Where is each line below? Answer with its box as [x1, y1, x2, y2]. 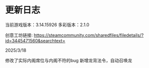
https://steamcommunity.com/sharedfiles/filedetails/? [33, 32, 144, 38]
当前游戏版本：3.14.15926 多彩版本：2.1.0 [5, 22, 90, 28]
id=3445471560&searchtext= [5, 37, 66, 43]
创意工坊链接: [5, 32, 33, 38]
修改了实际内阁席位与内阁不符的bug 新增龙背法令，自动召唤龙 [5, 57, 133, 63]
